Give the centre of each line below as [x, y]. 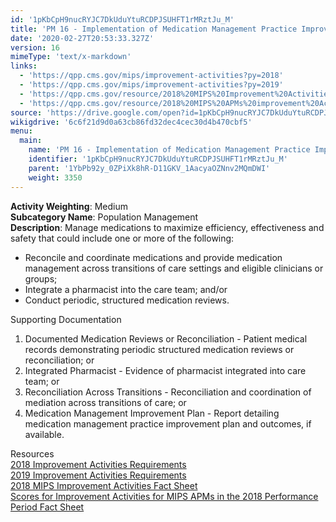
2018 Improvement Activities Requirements [98, 464]
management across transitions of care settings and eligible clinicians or [174, 268]
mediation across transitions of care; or [105, 402]
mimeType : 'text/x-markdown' [71, 57]
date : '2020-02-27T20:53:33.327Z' [82, 38]
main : [31, 141]
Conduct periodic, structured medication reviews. [127, 300]
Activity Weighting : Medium [69, 206]
